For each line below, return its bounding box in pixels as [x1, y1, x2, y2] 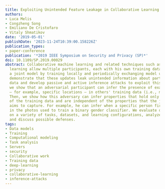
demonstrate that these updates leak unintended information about [9, 76, 151, 81]
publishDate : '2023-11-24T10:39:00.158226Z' [5, 39, 98, 44]
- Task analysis [5, 140, 38, 145]
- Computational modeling [5, 135, 58, 140]
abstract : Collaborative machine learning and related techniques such [5, 62, 155, 67]
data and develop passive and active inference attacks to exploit [9, 80, 151, 85]
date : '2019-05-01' [5, 35, 45, 40]
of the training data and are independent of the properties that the [9, 99, 157, 104]
